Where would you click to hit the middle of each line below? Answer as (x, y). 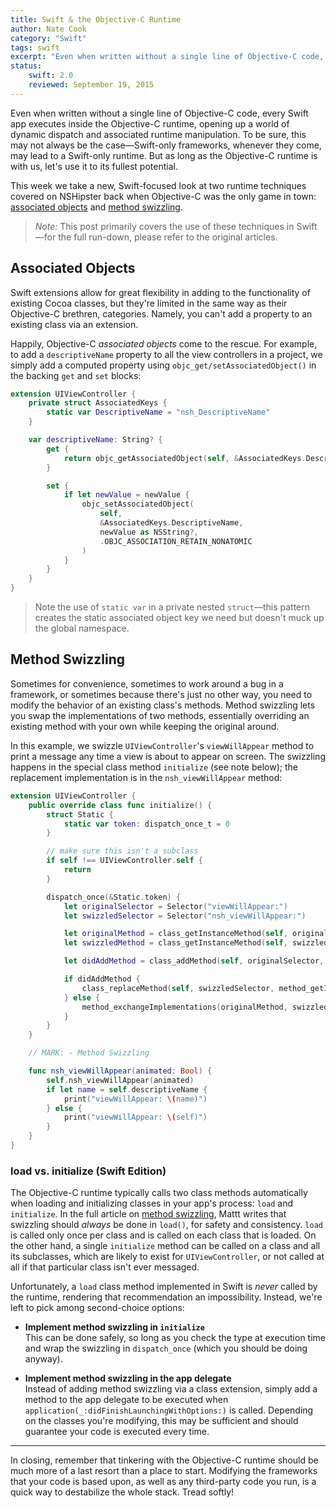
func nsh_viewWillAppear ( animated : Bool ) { (120, 1071)
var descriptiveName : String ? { (95, 440)
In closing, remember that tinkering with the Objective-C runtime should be (164, 1460)
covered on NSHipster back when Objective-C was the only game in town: (163, 196)
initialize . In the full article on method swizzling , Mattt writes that (148, 1214)
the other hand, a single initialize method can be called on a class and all (165, 1246)
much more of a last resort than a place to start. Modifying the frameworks (164, 1471)
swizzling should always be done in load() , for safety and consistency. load (166, 1225)
